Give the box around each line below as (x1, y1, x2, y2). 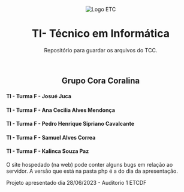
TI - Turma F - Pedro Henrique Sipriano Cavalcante (6, 120, 135, 128)
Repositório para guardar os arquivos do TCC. (44, 46, 158, 54)
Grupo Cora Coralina (62, 76, 140, 86)
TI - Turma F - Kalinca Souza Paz (6, 147, 89, 155)
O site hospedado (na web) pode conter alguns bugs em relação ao (6, 161, 173, 168)
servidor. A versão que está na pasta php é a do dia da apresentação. (6, 167, 178, 175)
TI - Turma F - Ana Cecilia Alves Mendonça (6, 106, 116, 114)
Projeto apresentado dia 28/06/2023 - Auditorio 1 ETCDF (6, 179, 147, 186)
